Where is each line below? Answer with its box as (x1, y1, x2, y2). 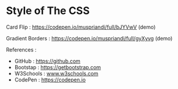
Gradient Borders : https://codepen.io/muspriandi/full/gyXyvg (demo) (6, 35, 173, 42)
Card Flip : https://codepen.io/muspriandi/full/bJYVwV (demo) (6, 23, 156, 30)
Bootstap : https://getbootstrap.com (14, 63, 101, 71)
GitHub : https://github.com (14, 57, 81, 64)
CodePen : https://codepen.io (14, 76, 86, 83)
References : (6, 46, 37, 53)
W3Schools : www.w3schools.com (14, 70, 99, 77)
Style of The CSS (6, 4, 90, 18)
